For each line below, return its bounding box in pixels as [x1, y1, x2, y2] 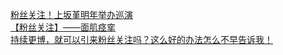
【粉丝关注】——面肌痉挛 [10, 21, 116, 33]
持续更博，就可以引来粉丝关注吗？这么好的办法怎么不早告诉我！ [10, 34, 273, 45]
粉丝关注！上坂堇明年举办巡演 [10, 9, 133, 20]
